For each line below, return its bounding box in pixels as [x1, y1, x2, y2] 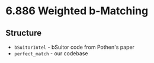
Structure [5, 28, 42, 38]
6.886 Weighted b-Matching [5, 4, 149, 18]
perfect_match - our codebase [14, 50, 88, 57]
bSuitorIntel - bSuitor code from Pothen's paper [14, 43, 134, 51]
